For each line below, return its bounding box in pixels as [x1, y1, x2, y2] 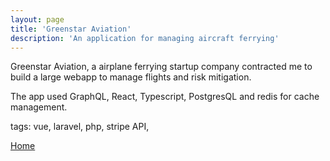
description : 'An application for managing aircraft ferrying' [10, 33, 280, 43]
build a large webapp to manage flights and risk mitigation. [10, 71, 252, 83]
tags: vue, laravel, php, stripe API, [10, 121, 150, 133]
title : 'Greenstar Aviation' [10, 24, 132, 34]
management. [10, 101, 68, 113]
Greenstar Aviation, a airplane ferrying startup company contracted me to [10, 61, 313, 73]
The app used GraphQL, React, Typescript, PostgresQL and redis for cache [10, 91, 320, 103]
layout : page [10, 14, 65, 25]
